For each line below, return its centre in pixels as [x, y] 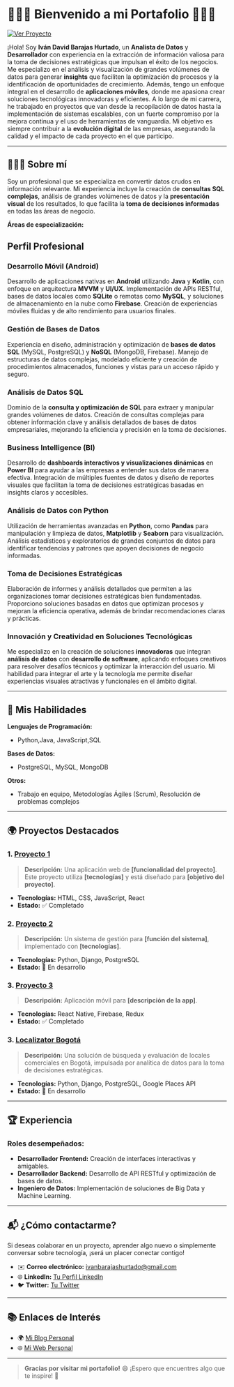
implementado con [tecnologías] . [72, 946]
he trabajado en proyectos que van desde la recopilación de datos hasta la [114, 106]
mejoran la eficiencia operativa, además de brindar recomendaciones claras [116, 610]
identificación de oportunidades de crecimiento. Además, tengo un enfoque [116, 84]
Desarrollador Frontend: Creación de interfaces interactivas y [107, 1159]
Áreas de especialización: [46, 224]
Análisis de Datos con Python [58, 511]
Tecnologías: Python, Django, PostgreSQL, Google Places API [107, 1084]
